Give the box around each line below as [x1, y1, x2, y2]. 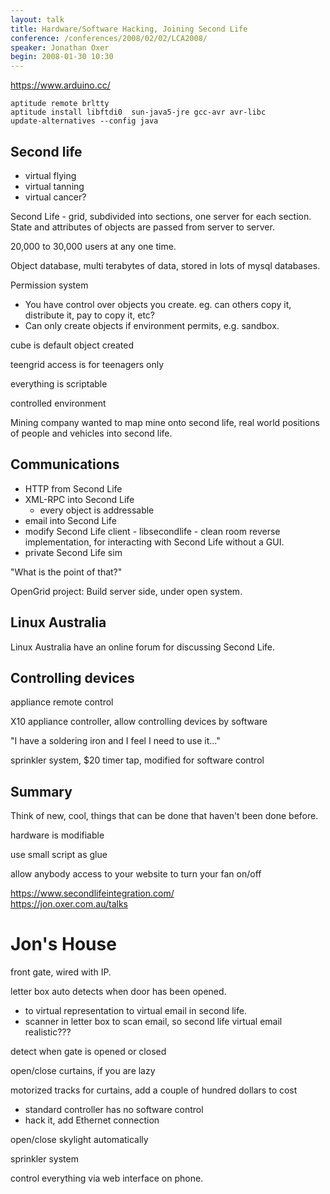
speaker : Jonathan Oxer [10, 42, 110, 53]
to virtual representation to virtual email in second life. [24, 1005, 247, 1017]
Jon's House [10, 933, 117, 956]
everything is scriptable [10, 377, 108, 390]
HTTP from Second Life [24, 482, 123, 495]
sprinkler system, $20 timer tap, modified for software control [10, 754, 265, 766]
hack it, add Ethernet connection [24, 1114, 160, 1126]
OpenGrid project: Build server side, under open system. [10, 585, 243, 597]
